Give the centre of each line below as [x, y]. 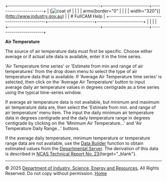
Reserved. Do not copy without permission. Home [56, 173]
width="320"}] [145, 11]
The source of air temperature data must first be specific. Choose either [79, 51]
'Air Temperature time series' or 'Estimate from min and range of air [74, 66]
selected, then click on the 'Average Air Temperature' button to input [75, 82]
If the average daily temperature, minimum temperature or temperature [78, 138]
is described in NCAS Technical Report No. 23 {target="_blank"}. [71, 154]
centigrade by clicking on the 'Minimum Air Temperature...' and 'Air [74, 123]
